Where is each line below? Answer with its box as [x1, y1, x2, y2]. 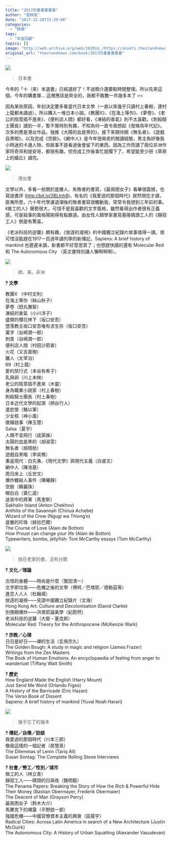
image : [5, 46, 19, 51]
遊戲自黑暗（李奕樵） [5, 451, 50, 457]
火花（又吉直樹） [5, 348, 41, 354]
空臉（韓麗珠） [5, 483, 37, 490]
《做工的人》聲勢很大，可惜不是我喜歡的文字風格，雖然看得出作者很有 [5, 205, 151, 211]
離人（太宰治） [5, 355, 37, 361]
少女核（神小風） [5, 413, 41, 419]
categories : [5, 22, 31, 27]
